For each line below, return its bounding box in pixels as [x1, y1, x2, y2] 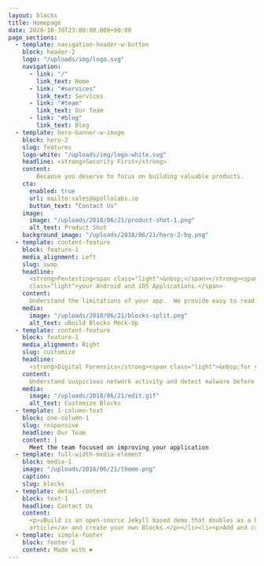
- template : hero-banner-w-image [15, 128, 125, 136]
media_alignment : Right [22, 341, 101, 349]
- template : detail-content [15, 487, 108, 495]
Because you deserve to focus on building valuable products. [36, 172, 244, 181]
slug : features [22, 143, 72, 151]
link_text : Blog [36, 121, 90, 129]
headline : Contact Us [22, 501, 93, 510]
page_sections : [8, 33, 58, 42]
